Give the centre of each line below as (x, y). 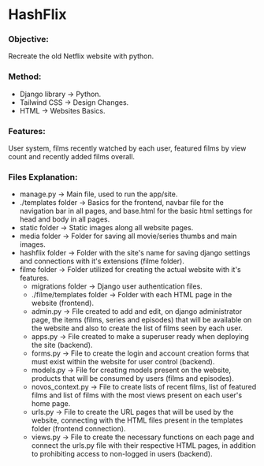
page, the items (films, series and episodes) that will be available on (141, 320)
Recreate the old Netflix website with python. (81, 56)
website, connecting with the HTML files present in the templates (137, 420)
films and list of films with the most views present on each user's (137, 395)
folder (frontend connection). (78, 429)
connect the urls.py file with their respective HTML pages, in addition (143, 445)
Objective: (28, 39)
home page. (51, 404)
